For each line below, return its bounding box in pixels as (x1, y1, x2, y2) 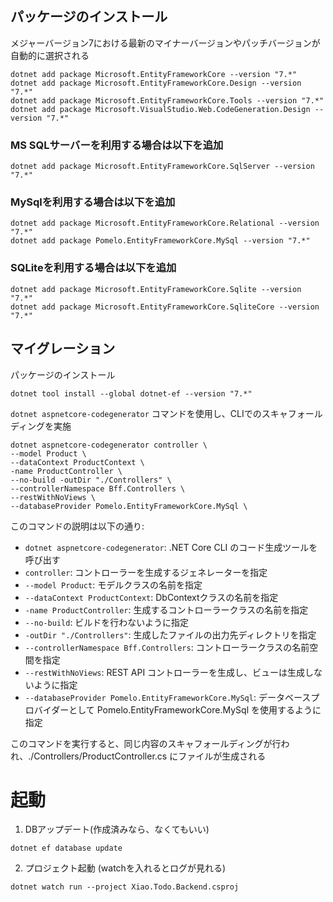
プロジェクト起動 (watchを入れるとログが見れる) (24, 862, 226, 874)
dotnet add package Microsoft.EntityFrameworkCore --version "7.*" (10, 69, 298, 79)
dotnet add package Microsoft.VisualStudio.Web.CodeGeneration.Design (10, 104, 311, 114)
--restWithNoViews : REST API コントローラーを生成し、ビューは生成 (24, 666, 306, 678)
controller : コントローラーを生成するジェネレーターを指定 (24, 566, 268, 578)
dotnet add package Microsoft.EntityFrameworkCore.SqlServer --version (10, 162, 315, 172)
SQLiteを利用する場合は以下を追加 (10, 261, 177, 275)
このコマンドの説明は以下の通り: (10, 520, 145, 532)
